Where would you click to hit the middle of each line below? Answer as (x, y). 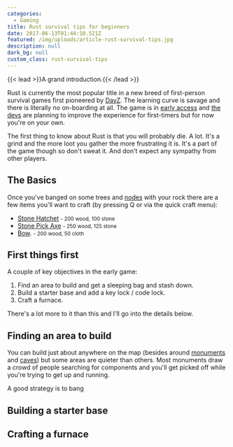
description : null (34, 46)
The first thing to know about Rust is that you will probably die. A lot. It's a (114, 136)
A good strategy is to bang (45, 388)
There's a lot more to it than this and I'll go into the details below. (100, 314)
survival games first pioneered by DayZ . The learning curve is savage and (114, 100)
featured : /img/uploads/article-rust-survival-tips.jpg (90, 40)
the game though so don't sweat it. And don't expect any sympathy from (112, 150)
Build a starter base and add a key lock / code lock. (91, 293)
